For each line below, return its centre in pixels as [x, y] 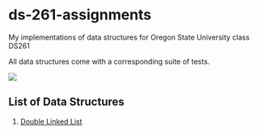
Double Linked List [51, 121]
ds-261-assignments [80, 15]
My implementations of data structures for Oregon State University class [129, 37]
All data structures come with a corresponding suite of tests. [109, 61]
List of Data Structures [67, 102]
